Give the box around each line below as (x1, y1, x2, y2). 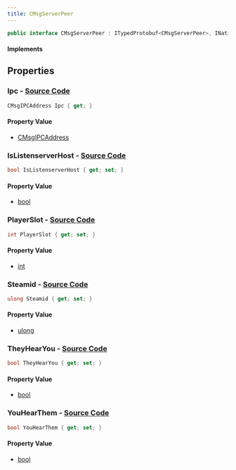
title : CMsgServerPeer (7, 10, 74, 18)
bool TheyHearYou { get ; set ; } (7, 360, 102, 367)
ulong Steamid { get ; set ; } (7, 295, 93, 303)
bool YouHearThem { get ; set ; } (7, 424, 102, 431)
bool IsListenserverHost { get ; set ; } (7, 167, 124, 174)
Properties (7, 65, 55, 77)
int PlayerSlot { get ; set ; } (7, 231, 96, 238)
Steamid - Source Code (7, 279, 88, 289)
